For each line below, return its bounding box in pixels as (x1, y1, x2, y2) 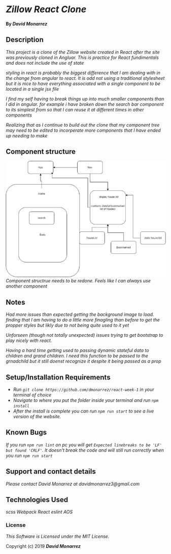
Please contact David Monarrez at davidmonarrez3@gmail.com (6, 481, 140, 487)
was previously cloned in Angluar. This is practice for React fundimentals (6, 54, 159, 61)
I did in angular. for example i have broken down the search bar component (6, 101, 164, 107)
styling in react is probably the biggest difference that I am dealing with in (6, 70, 160, 76)
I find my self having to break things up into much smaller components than (6, 96, 164, 102)
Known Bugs (6, 428, 47, 437)
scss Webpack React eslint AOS (6, 509, 73, 515)
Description (6, 36, 44, 44)
